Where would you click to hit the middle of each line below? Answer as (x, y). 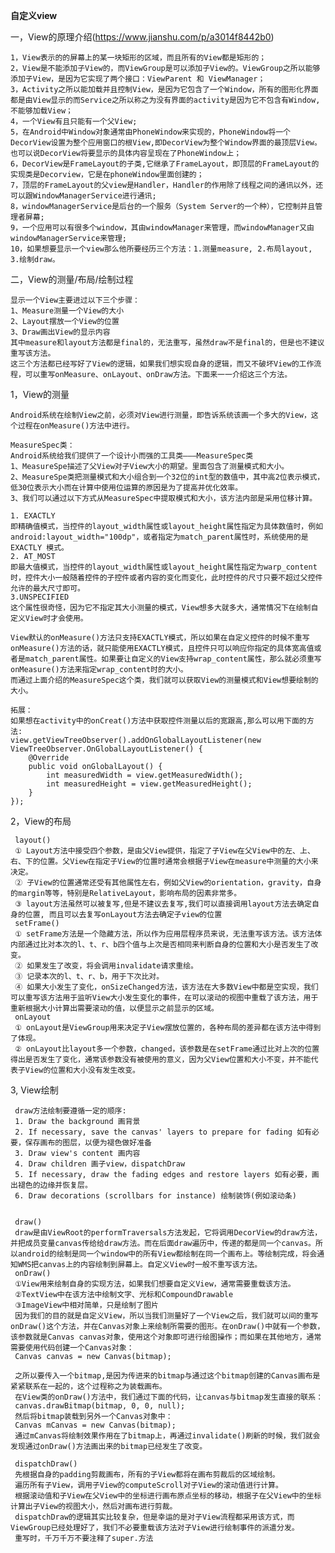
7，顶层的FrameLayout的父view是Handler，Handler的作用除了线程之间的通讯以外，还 (167, 185)
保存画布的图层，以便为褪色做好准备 (88, 1143)
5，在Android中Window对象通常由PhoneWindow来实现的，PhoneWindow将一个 (150, 132)
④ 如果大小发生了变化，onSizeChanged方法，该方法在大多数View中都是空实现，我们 (166, 987)
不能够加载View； (41, 111)
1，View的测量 (40, 394)
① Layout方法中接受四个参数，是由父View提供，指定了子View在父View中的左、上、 (164, 851)
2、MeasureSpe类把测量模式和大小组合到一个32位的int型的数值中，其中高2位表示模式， (167, 477)
